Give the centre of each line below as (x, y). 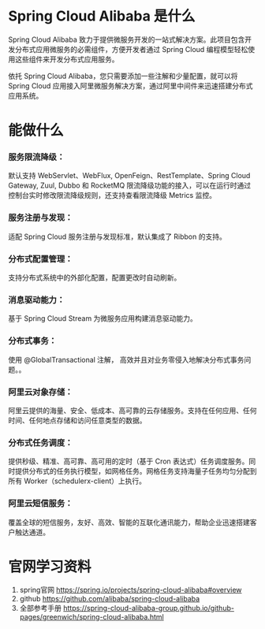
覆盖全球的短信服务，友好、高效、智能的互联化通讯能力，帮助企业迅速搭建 (129, 522)
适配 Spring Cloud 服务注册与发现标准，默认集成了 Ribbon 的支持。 (117, 236)
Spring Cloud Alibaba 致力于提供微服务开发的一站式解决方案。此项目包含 (127, 39)
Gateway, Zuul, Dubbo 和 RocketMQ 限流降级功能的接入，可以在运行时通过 (130, 185)
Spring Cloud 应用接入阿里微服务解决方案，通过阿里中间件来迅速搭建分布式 (131, 86)
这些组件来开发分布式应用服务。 (67, 59)
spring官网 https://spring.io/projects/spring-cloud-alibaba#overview (131, 590)
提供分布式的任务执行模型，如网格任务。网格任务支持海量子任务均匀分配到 (136, 471)
